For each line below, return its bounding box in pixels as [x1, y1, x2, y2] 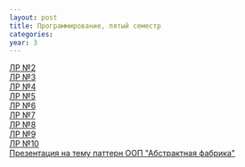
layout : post [9, 13, 58, 22]
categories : [9, 29, 53, 38]
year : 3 [9, 38, 38, 47]
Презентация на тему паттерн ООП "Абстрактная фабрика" [9, 148, 236, 159]
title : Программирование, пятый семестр [9, 21, 162, 30]
